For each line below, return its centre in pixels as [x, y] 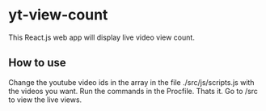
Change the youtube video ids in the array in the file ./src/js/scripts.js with [131, 82]
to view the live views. [45, 100]
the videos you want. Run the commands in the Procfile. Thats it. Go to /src [133, 91]
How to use [37, 63]
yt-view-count [58, 15]
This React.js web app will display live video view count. [102, 37]
